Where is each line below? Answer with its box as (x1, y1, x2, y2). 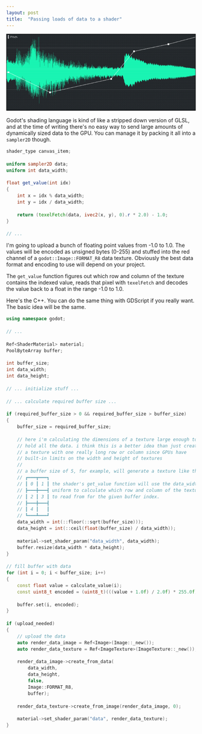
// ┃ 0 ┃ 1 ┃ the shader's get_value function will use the (17, 481, 171, 487)
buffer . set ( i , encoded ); (17, 602, 79, 608)
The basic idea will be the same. (6, 303, 86, 311)
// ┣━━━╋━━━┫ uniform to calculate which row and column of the (17, 487, 182, 493)
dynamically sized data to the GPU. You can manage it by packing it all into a (6, 129, 196, 137)
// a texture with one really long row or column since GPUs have (17, 449, 187, 455)
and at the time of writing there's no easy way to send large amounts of (6, 123, 183, 130)
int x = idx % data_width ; (17, 193, 85, 199)
